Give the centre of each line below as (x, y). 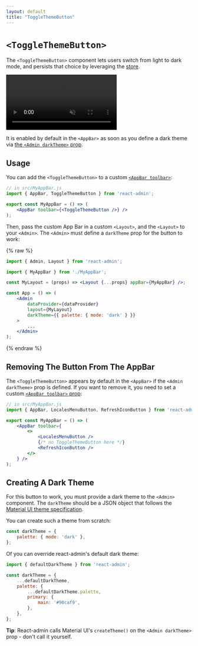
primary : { (41, 597)
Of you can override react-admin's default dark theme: (72, 554)
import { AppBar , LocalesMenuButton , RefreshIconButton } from (85, 410)
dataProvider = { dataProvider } (63, 304)
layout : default (26, 11)
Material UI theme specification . (45, 509)
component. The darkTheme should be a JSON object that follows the (89, 503)
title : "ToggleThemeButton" (41, 17)
